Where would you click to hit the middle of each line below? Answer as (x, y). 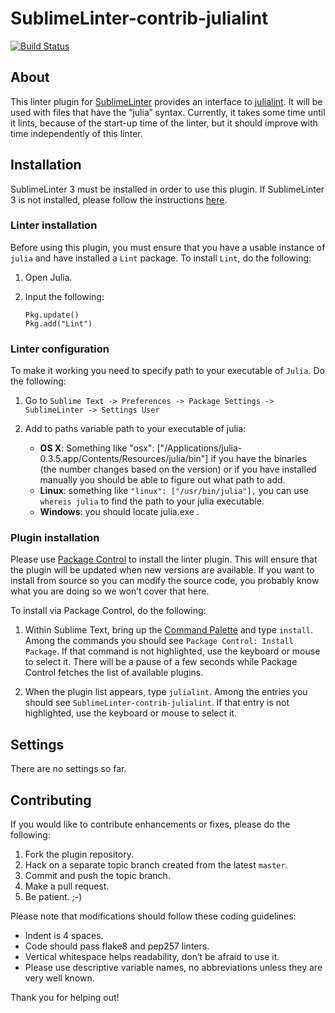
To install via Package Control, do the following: (108, 611)
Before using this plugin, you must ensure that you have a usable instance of (168, 247)
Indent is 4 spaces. (64, 936)
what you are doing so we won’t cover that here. (110, 591)
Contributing (51, 800)
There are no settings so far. (68, 769)
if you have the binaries (259, 459)
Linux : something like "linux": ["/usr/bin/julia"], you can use (174, 491)
